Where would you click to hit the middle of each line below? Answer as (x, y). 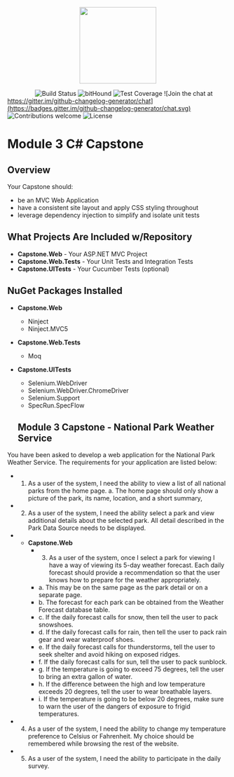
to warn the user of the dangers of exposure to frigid (114, 706)
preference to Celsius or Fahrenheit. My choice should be (111, 736)
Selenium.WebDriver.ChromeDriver (78, 390)
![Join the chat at (188, 93)
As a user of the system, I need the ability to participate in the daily (124, 759)
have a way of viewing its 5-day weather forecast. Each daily (137, 565)
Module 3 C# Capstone (76, 144)
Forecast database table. (74, 610)
